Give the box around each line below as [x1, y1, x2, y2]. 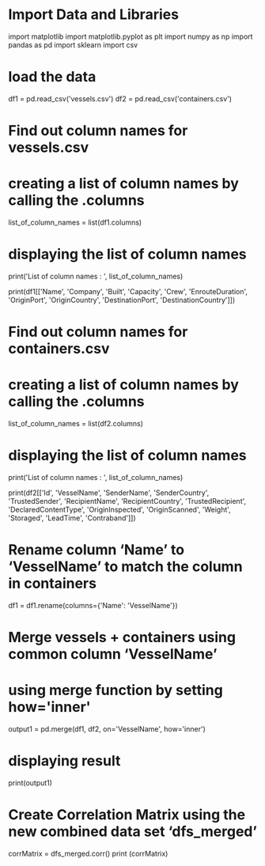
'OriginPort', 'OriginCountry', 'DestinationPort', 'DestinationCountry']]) [8, 295, 236, 304]
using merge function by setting [8, 682, 223, 699]
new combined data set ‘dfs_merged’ [8, 823, 257, 841]
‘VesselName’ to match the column [8, 558, 243, 576]
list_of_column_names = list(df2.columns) [8, 419, 144, 429]
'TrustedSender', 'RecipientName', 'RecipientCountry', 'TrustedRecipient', [8, 497, 247, 505]
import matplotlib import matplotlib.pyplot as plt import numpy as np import [8, 32, 253, 41]
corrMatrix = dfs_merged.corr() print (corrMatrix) [8, 849, 168, 858]
